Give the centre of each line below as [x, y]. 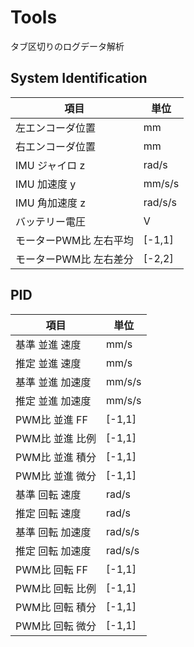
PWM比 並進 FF [51, 419]
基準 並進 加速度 [53, 382]
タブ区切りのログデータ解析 [67, 46]
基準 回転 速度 [48, 494]
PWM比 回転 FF [51, 569]
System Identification [79, 78]
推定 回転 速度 [48, 513]
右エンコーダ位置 [56, 146]
